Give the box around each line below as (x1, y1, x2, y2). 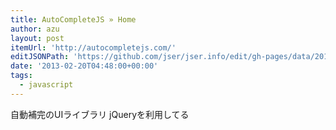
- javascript (19, 80, 74, 90)
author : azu (10, 24, 60, 34)
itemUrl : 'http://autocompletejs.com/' (10, 42, 177, 53)
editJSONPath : (10, 52, 70, 62)
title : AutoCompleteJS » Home (10, 14, 137, 25)
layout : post (10, 33, 65, 43)
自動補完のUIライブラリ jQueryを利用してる (10, 108, 190, 120)
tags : (10, 71, 33, 81)
